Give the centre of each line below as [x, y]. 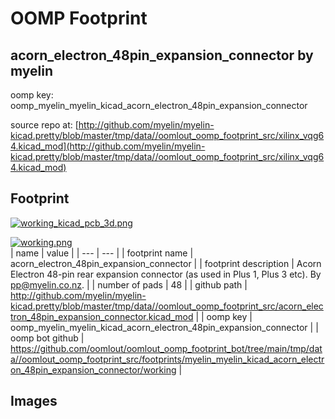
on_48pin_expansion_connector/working [93, 369]
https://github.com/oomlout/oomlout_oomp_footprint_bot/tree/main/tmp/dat [166, 348]
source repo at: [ [44, 125]
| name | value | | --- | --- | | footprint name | [102, 253]
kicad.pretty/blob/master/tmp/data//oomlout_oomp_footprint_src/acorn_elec [167, 306]
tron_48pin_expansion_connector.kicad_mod [102, 316]
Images [34, 401]
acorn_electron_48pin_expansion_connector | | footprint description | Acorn [166, 263]
